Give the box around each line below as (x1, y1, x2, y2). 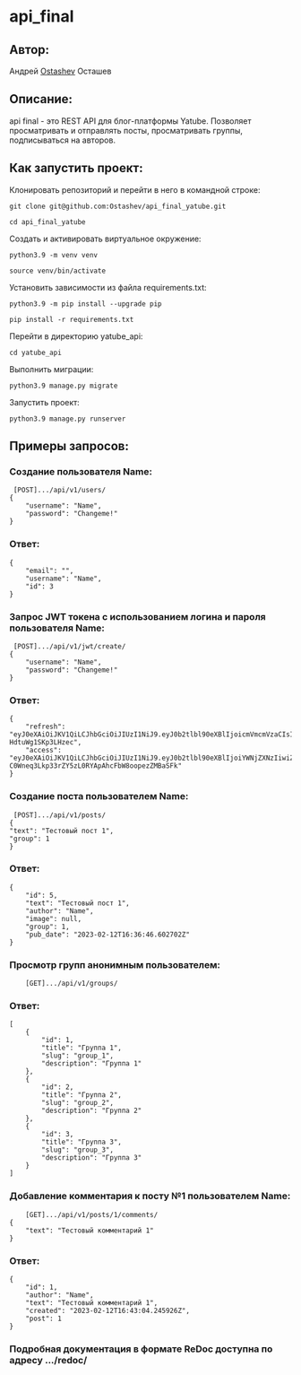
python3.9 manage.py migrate (9, 381, 118, 390)
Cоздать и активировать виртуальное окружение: (9, 233, 202, 244)
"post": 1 (25, 1314, 63, 1323)
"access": (25, 746, 63, 755)
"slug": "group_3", (41, 1145, 115, 1154)
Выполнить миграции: (9, 363, 94, 374)
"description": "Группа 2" (41, 1106, 142, 1116)
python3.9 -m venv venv (9, 250, 99, 259)
